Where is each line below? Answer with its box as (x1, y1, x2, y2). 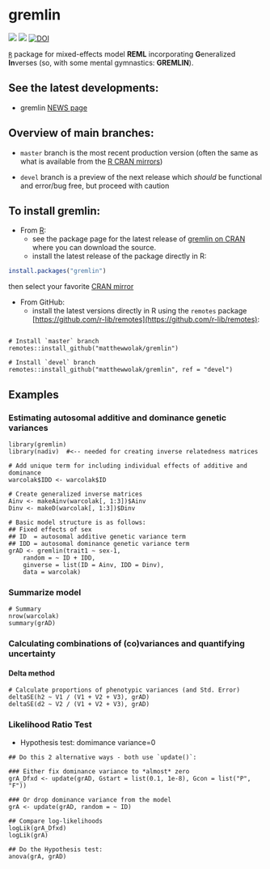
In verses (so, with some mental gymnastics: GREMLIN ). (8, 58, 194, 67)
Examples (8, 387, 59, 402)
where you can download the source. (32, 243, 157, 253)
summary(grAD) (8, 620, 57, 628)
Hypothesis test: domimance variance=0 (19, 737, 156, 747)
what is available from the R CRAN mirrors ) (19, 156, 163, 166)
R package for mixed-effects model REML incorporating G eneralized (8, 49, 236, 58)
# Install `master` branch (8, 338, 99, 346)
